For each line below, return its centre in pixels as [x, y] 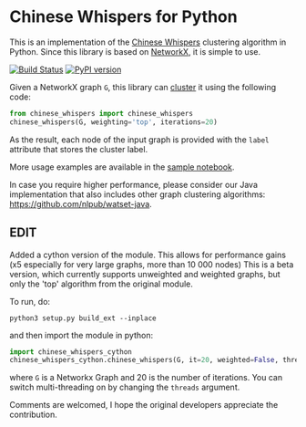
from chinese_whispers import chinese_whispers [102, 113]
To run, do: [30, 301]
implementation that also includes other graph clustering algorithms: [138, 194]
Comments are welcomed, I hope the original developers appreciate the [144, 405]
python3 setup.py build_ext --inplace [83, 318]
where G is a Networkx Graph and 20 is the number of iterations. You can [146, 378]
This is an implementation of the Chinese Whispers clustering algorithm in [148, 42]
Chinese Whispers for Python [124, 17]
